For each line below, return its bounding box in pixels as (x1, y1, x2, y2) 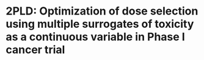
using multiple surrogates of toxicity (5, 17, 194, 31)
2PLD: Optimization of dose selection (5, 4, 199, 18)
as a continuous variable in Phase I (5, 30, 186, 44)
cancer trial (5, 43, 65, 57)
